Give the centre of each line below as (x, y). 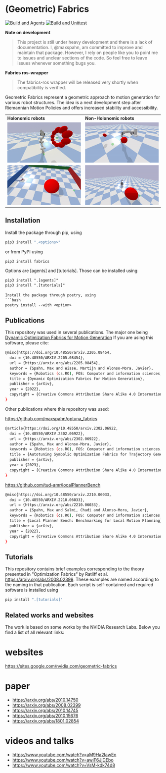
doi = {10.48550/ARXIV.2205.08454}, (47, 358)
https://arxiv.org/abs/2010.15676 (45, 716)
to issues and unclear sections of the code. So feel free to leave (82, 57)
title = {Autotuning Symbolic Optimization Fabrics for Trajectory (81, 454)
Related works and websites (49, 615)
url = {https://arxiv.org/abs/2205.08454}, (55, 363)
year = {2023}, (25, 465)
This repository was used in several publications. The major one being (77, 332)
